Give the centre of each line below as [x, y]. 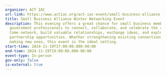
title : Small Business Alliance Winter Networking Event [65, 19]
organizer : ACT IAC [25, 10]
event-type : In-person [28, 56]
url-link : [15, 14]
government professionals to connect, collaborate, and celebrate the [84, 28]
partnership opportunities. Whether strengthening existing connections [86, 37]
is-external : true [24, 65]
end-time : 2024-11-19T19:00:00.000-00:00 [48, 51]
